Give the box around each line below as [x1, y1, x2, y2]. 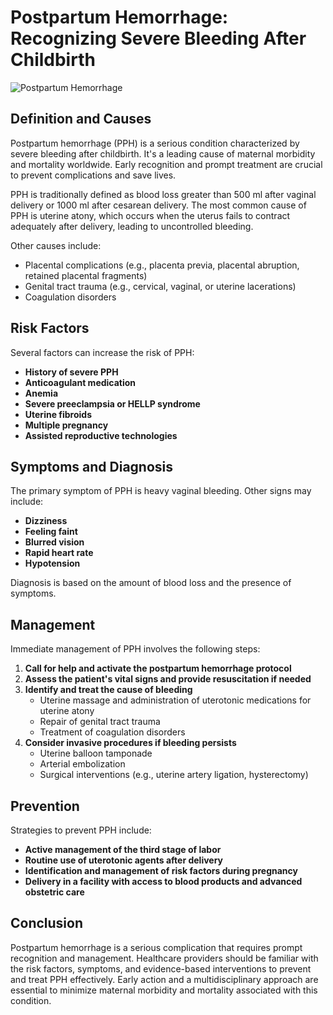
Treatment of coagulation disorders [39, 726, 186, 738]
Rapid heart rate [24, 547, 94, 559]
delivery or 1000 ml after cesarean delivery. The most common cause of [10, 199, 307, 211]
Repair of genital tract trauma [39, 716, 161, 728]
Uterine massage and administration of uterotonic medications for [39, 694, 312, 706]
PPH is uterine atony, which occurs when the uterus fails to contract [10, 209, 291, 221]
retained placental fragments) [24, 269, 148, 281]
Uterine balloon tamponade [39, 747, 153, 760]
